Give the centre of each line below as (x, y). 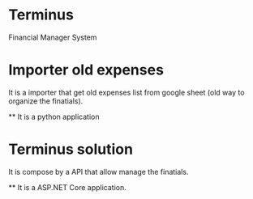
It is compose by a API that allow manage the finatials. (99, 171)
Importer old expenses (86, 70)
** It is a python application (54, 116)
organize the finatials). (46, 101)
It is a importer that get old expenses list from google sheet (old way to (126, 92)
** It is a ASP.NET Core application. (68, 187)
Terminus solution (71, 149)
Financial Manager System (53, 37)
